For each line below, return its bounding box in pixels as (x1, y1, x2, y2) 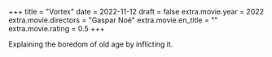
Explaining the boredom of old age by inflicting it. (8, 39, 173, 49)
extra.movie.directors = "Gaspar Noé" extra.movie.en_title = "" (8, 15, 218, 25)
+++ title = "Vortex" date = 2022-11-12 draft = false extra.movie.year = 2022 (8, 7, 265, 16)
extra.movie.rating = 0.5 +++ (8, 24, 105, 33)
